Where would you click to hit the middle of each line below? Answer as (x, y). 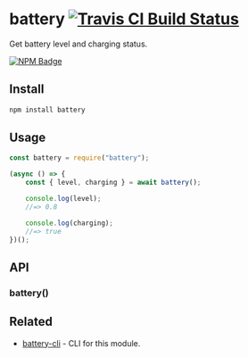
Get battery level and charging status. (79, 44)
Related (31, 322)
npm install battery (48, 110)
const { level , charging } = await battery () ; (113, 183)
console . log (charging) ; (70, 223)
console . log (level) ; (63, 199)
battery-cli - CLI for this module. (81, 343)
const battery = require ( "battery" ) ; (79, 158)
